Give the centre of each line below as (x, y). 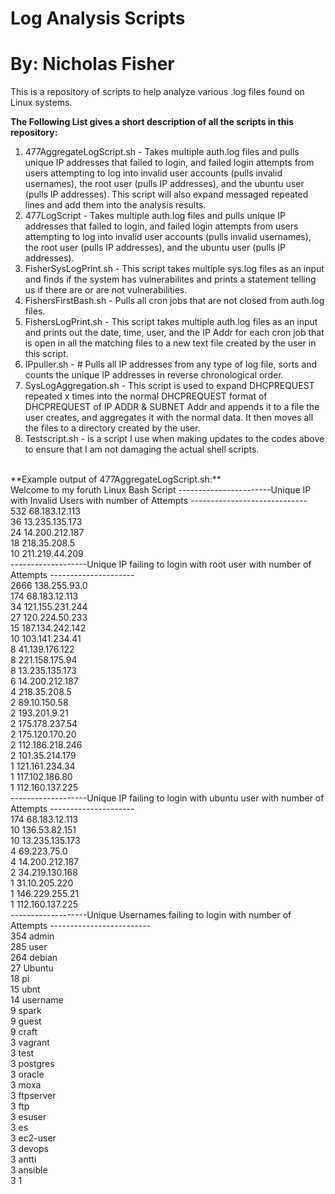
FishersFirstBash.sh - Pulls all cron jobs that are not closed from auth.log (174, 301)
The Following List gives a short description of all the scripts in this (152, 122)
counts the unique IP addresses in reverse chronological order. (154, 375)
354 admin (32, 936)
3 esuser (28, 1117)
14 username (37, 1000)
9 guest (26, 1021)
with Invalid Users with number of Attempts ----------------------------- (159, 501)
